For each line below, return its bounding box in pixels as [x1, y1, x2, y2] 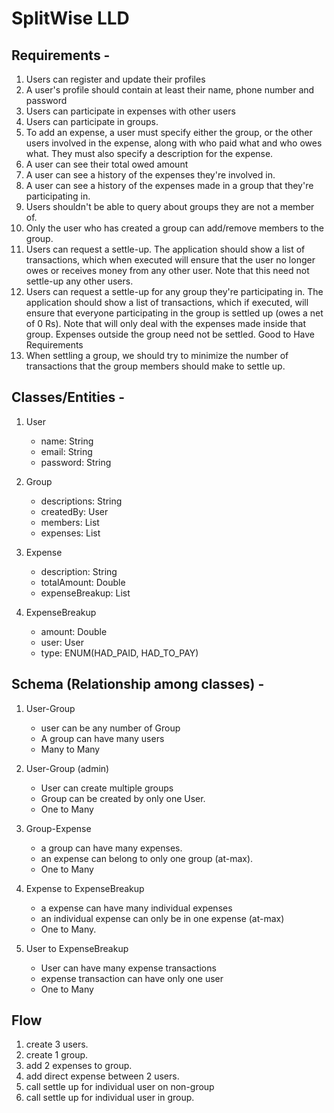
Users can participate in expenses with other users [25, 105, 236, 117]
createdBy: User [40, 505, 109, 517]
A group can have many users [40, 732, 165, 744]
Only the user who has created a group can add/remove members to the [25, 222, 324, 234]
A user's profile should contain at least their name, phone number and [25, 84, 315, 96]
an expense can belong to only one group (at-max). [40, 852, 254, 864]
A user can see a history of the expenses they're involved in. [25, 169, 276, 181]
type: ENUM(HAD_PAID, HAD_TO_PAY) [40, 647, 199, 659]
